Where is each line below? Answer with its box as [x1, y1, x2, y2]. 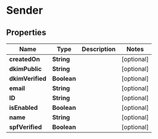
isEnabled [9, 104, 38, 112]
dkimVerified [9, 75, 47, 82]
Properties [6, 27, 47, 38]
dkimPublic [9, 65, 42, 73]
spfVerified [9, 123, 42, 131]
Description [81, 45, 116, 53]
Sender [6, 4, 44, 17]
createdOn [9, 55, 41, 63]
